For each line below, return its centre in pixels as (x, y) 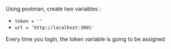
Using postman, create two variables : (53, 9)
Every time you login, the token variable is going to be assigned (85, 39)
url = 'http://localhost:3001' (54, 28)
